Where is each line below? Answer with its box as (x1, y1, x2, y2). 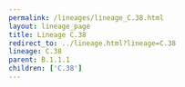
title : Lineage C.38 (8, 30, 87, 39)
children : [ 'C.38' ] (8, 64, 83, 73)
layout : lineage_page (8, 22, 91, 31)
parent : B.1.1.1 (8, 55, 70, 64)
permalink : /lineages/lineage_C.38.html (8, 13, 165, 23)
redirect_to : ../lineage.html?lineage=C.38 (8, 38, 177, 48)
